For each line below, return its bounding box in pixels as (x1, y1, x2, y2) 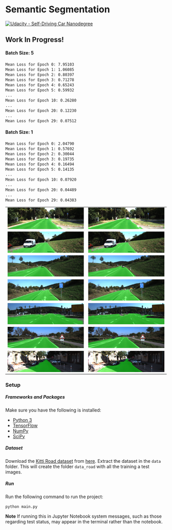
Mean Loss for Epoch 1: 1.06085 (5, 67, 74, 72)
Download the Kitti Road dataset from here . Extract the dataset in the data (5, 458, 161, 464)
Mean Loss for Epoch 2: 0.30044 (5, 151, 74, 156)
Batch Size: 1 (5, 129, 33, 135)
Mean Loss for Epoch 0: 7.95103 (5, 62, 74, 67)
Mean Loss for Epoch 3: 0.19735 (5, 156, 74, 162)
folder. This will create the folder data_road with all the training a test (5, 463, 149, 469)
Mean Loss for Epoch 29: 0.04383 (5, 198, 77, 203)
